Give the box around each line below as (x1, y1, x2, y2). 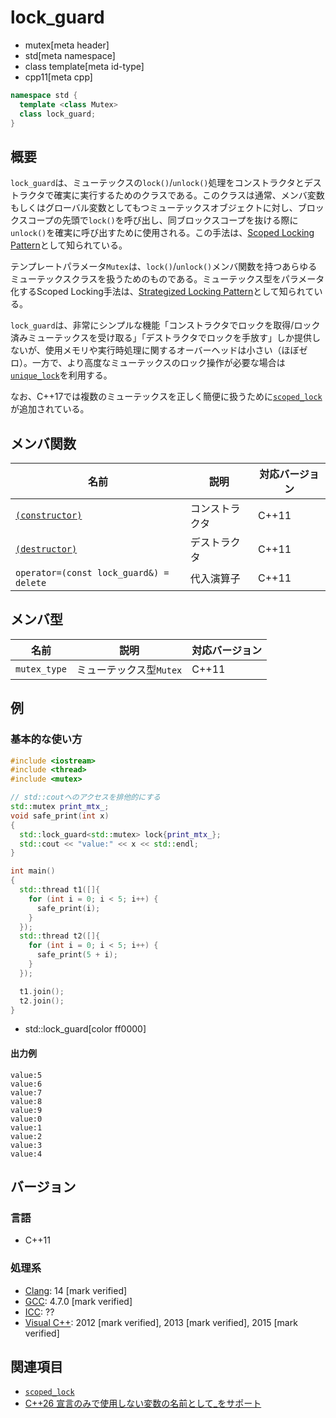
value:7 (10, 1087, 43, 1098)
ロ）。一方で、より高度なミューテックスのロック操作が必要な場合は (10, 357, 286, 369)
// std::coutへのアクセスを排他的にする (10, 792, 162, 803)
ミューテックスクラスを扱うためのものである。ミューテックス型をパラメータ (10, 273, 325, 285)
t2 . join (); (19, 996, 65, 1006)
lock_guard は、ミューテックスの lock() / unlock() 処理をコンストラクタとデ (10, 177, 313, 189)
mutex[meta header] (24, 39, 110, 51)
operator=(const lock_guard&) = (15, 567, 170, 579)
